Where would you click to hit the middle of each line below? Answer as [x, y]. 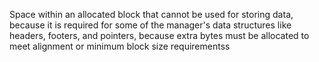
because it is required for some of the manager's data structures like [150, 25]
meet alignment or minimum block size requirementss [120, 46]
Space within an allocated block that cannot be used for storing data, [151, 14]
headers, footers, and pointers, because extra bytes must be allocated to [159, 35]
